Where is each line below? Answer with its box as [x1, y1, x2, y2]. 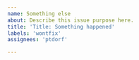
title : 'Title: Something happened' [7, 23, 115, 30]
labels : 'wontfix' [7, 29, 61, 37]
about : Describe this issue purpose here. [7, 17, 134, 24]
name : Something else [7, 10, 71, 17]
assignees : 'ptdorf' [7, 36, 68, 43]
